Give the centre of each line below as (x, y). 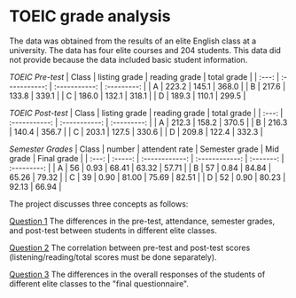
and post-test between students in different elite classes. (113, 230)
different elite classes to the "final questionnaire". (99, 283)
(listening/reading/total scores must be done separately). (113, 257)
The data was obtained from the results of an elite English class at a (133, 41)
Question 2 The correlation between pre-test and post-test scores (130, 247)
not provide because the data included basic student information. (129, 59)
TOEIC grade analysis (90, 16)
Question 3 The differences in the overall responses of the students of (137, 274)
